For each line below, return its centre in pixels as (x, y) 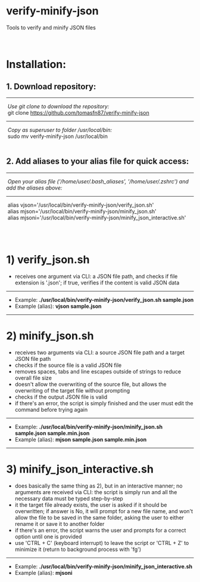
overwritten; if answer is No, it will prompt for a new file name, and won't (104, 511)
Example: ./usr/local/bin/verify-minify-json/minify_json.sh (88, 427)
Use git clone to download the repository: (58, 106)
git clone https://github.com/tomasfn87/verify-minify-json (79, 112)
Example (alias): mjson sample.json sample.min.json (81, 439)
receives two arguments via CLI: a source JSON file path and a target (100, 352)
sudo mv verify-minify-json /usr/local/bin (58, 136)
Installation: (36, 65)
